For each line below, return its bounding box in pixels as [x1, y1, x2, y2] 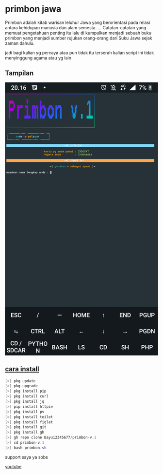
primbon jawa [5, 3, 62, 15]
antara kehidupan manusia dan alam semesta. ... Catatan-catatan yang [5, 24, 147, 30]
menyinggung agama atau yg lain [5, 55, 72, 60]
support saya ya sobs [5, 454, 49, 460]
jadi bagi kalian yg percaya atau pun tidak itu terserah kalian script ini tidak [5, 50, 154, 56]
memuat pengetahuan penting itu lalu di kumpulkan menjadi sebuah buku [5, 30, 152, 36]
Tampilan [5, 69, 34, 78]
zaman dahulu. [5, 40, 35, 46]
